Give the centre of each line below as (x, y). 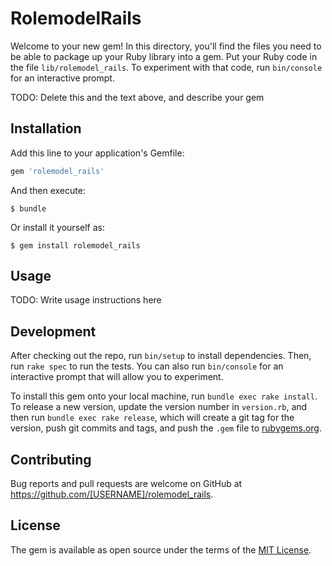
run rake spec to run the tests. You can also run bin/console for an (147, 366)
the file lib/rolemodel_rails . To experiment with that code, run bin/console (166, 67)
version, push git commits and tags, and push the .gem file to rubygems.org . (166, 428)
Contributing (51, 459)
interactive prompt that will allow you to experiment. (117, 377)
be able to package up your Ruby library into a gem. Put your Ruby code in (164, 56)
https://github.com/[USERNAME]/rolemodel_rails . (112, 494)
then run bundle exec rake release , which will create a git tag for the (152, 418)
